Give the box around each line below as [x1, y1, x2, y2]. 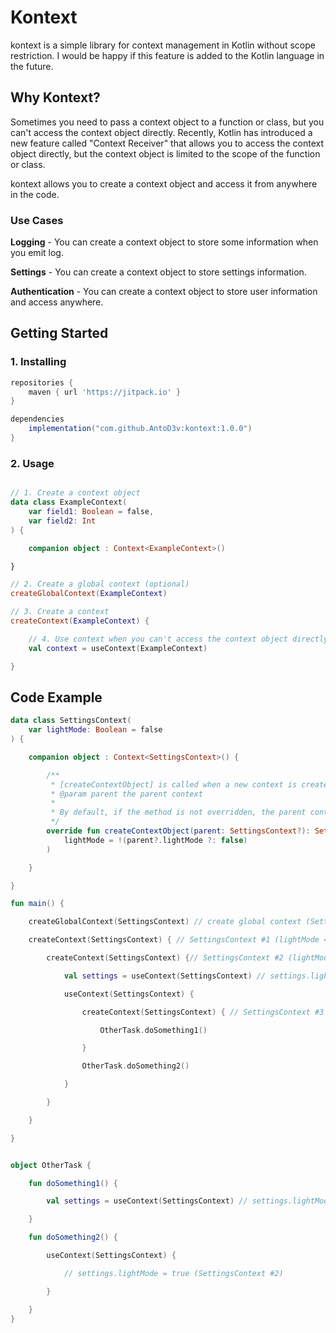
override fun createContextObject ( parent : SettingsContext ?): [46, 826, 311, 836]
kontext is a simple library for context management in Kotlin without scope [10, 39, 316, 51]
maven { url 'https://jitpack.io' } [28, 387, 182, 397]
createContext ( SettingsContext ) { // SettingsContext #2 [46, 953, 284, 963]
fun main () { [10, 899, 65, 909]
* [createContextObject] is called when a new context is [50, 779, 298, 790]
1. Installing [10, 355, 67, 369]
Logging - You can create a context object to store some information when [10, 236, 319, 248]
